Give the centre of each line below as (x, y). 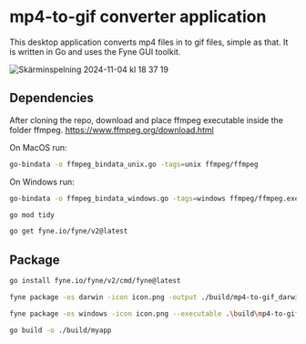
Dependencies (51, 98)
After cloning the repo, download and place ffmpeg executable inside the (147, 120)
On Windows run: (42, 182)
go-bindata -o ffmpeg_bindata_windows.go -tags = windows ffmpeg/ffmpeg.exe (154, 198)
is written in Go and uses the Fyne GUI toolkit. (95, 51)
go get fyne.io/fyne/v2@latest (69, 231)
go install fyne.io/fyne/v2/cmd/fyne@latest (95, 281)
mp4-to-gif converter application (138, 17)
